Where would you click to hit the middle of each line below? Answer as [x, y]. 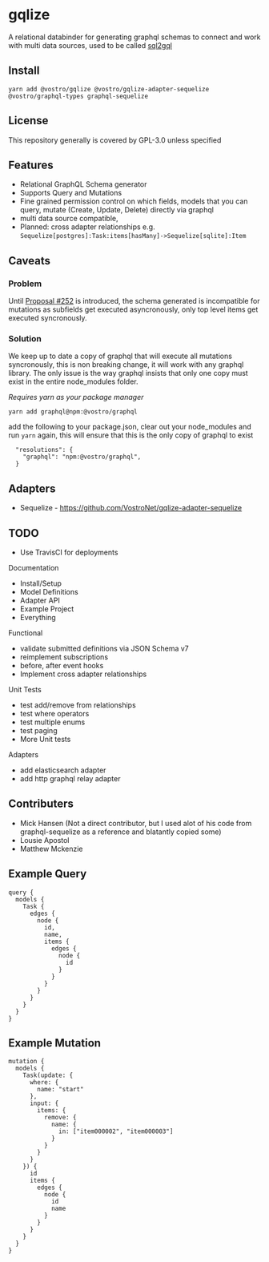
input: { [44, 1103]
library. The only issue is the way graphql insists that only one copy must [128, 373]
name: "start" [60, 1090]
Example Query [48, 874]
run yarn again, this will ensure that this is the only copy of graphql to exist [131, 435]
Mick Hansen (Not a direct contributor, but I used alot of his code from [136, 823]
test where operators [54, 713]
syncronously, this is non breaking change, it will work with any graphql [126, 365]
